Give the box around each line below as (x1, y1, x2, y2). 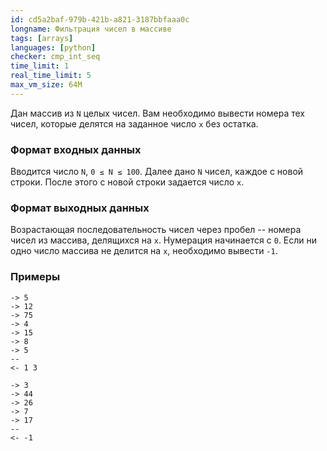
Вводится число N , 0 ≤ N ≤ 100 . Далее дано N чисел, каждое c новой (10, 166, 304, 178)
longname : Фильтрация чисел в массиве (10, 24, 172, 34)
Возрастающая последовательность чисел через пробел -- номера (10, 224, 302, 236)
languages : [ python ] (10, 42, 97, 53)
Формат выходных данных (10, 201, 150, 215)
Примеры (10, 270, 61, 284)
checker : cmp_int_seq (10, 52, 101, 62)
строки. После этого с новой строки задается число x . (10, 176, 245, 188)
